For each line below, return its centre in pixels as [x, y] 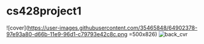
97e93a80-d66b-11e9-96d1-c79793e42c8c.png [67, 34]
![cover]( [17, 28]
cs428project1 [44, 11]
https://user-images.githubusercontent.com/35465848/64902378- [113, 28]
